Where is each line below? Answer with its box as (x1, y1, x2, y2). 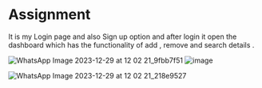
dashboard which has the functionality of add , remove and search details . (8, 40, 255, 49)
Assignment (8, 6, 91, 24)
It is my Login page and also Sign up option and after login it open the (8, 32, 237, 41)
